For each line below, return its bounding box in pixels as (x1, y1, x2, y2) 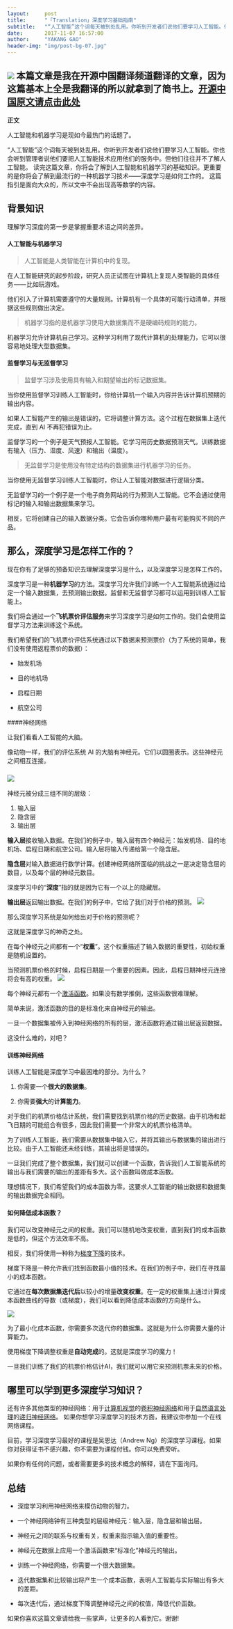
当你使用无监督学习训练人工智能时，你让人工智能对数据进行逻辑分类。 (7, 476, 208, 485)
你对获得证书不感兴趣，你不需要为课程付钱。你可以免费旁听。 (7, 1445, 184, 1454)
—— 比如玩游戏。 (13, 280, 64, 288)
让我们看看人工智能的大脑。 (7, 732, 87, 741)
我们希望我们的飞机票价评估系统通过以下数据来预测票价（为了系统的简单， (7, 635, 220, 644)
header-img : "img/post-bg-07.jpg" (7, 42, 107, 49)
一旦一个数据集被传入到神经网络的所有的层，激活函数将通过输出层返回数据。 (7, 1019, 226, 1028)
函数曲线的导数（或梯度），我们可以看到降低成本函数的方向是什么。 (12, 1296, 205, 1304)
